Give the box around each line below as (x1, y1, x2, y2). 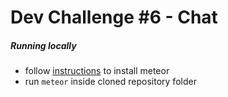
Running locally (10, 39, 77, 51)
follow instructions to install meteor (24, 65, 170, 77)
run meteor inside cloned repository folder (24, 76, 197, 88)
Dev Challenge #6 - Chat (10, 6, 218, 29)
